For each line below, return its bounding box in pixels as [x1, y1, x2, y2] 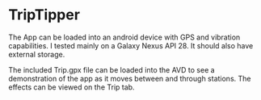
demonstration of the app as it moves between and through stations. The [8, 73, 251, 83]
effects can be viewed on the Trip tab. [8, 82, 135, 92]
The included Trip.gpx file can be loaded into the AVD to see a [8, 65, 216, 74]
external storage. [8, 49, 65, 59]
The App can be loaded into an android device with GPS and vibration [8, 32, 241, 42]
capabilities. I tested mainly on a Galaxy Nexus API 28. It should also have [8, 40, 254, 50]
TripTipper [8, 6, 81, 24]
